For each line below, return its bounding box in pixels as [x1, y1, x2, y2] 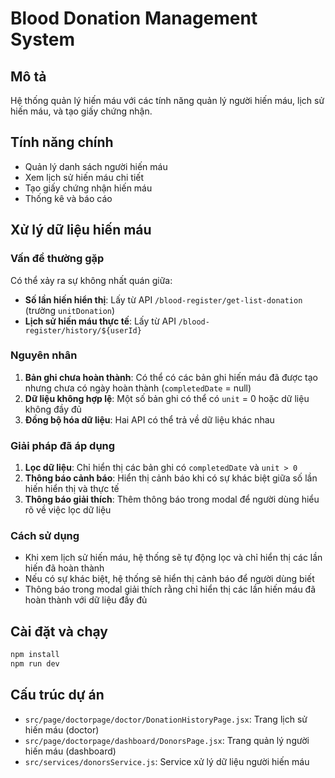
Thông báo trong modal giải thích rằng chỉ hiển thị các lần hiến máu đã [24, 583, 317, 596]
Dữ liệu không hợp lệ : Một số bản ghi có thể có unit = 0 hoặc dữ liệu [24, 392, 310, 404]
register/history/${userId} [24, 325, 142, 336]
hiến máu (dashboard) [24, 745, 117, 757]
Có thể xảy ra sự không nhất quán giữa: [10, 274, 173, 286]
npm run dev [10, 659, 60, 669]
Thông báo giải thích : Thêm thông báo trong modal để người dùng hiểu [24, 493, 320, 506]
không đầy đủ [24, 403, 82, 415]
